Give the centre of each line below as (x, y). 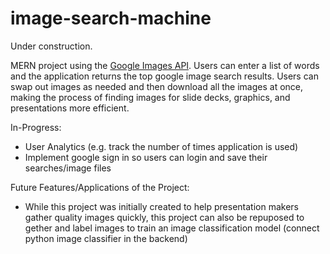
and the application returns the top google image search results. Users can (164, 76)
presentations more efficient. (70, 108)
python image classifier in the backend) (106, 238)
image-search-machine (111, 18)
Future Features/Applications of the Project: (100, 187)
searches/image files (68, 168)
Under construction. (51, 46)
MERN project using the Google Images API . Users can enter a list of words (165, 65)
